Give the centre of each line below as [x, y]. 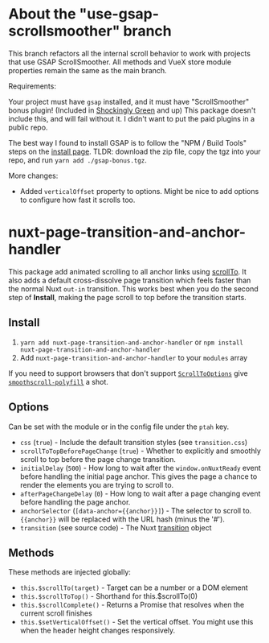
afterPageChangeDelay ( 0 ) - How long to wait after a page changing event [140, 493]
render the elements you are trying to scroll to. [97, 484]
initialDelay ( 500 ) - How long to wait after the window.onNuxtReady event [140, 468]
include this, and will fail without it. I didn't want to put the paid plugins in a [132, 118]
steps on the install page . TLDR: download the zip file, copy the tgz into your [134, 151]
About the [42, 14]
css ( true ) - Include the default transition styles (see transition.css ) [134, 442]
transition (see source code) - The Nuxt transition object [116, 527]
